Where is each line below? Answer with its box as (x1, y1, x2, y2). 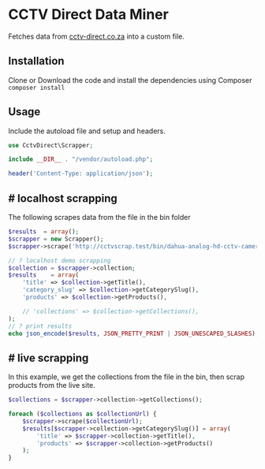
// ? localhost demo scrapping (8, 256, 111, 265)
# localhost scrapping (8, 192, 118, 205)
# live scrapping (8, 351, 89, 364)
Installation (8, 54, 65, 68)
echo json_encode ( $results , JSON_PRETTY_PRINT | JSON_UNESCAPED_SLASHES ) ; (8, 329, 259, 337)
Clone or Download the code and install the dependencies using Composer (8, 75, 252, 84)
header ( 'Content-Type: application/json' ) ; (8, 169, 154, 178)
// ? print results (8, 322, 73, 330)
